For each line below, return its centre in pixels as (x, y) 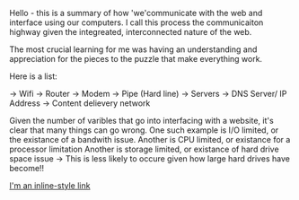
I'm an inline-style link (50, 186)
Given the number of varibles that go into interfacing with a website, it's (141, 121)
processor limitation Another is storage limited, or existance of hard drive (145, 149)
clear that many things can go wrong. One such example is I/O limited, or (144, 130)
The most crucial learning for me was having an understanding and (133, 49)
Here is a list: (34, 76)
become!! (27, 168)
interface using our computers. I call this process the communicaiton (136, 22)
